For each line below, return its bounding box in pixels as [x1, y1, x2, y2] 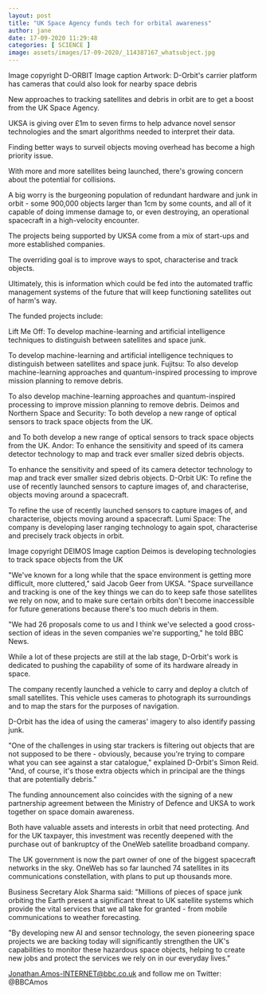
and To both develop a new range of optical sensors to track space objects [8, 432, 255, 442]
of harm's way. [8, 296, 57, 305]
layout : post [8, 11, 52, 20]
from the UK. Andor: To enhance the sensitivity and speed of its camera [8, 441, 244, 450]
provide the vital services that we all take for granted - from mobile [8, 904, 228, 913]
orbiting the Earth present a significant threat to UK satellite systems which [8, 896, 254, 905]
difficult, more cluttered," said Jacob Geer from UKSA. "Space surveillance [8, 579, 253, 588]
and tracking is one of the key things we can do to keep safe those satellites [8, 587, 257, 596]
